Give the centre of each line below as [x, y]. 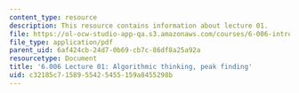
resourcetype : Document [53, 58]
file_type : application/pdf [61, 42]
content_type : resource [53, 17]
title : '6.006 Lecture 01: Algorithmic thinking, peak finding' [131, 67]
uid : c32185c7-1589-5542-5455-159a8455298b [91, 75]
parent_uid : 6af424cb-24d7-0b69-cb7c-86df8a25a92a [105, 50]
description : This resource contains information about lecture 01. [139, 26]
